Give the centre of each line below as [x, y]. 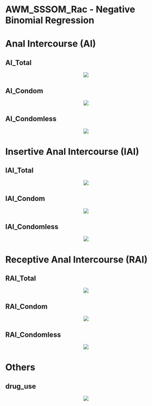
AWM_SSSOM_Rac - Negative [70, 9]
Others [20, 367]
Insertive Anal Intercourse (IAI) [72, 152]
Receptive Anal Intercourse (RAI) [77, 259]
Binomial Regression [50, 20]
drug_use [21, 386]
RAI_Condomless [33, 334]
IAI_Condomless [32, 227]
